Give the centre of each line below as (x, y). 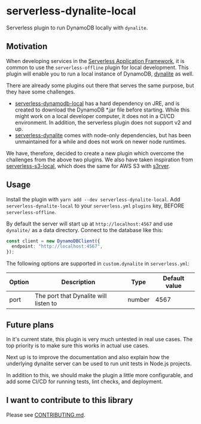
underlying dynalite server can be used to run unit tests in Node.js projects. (99, 363)
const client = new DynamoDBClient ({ (53, 241)
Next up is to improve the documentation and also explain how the (88, 357)
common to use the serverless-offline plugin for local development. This (98, 67)
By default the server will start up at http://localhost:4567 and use (90, 224)
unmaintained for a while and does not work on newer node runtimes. (100, 142)
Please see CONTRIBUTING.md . (46, 414)
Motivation (27, 46)
